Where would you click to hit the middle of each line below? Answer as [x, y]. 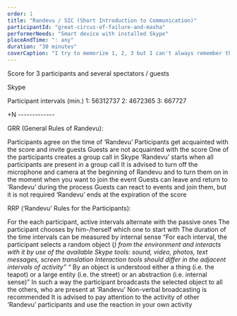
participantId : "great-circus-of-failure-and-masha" [86, 27]
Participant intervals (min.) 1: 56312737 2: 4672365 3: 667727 [97, 100]
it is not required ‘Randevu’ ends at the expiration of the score [97, 194]
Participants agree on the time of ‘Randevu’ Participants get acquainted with [118, 141]
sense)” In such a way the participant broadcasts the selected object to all [115, 282]
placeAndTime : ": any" [41, 40]
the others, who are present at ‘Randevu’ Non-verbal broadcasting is [107, 289]
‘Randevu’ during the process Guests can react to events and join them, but [117, 187]
